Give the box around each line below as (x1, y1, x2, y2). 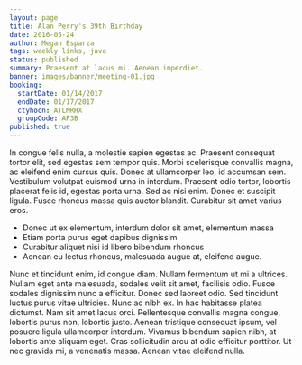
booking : (9, 80, 42, 89)
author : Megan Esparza (9, 38, 95, 48)
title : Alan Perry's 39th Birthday (9, 22, 143, 31)
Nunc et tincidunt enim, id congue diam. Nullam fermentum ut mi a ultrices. (9, 268, 288, 279)
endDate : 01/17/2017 (17, 97, 95, 107)
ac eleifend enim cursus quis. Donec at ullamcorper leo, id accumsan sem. (9, 166, 287, 177)
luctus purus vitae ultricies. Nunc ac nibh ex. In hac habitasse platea (9, 297, 263, 308)
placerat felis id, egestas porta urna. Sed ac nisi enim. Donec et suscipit (9, 186, 276, 196)
